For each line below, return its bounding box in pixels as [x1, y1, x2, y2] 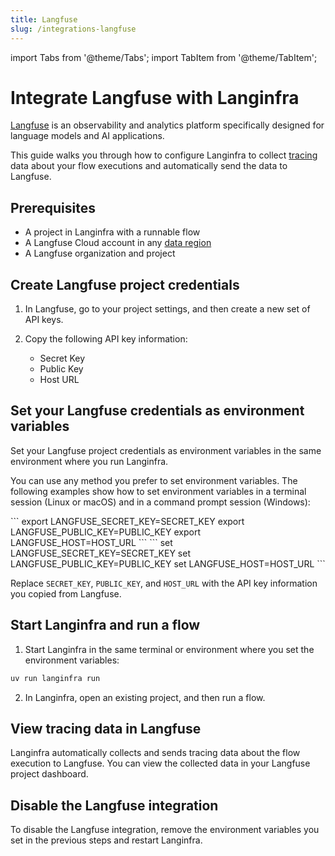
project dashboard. [10, 768, 89, 780]
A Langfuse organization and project [24, 247, 176, 260]
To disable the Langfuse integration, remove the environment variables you [10, 824, 320, 836]
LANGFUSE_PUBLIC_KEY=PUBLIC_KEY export [10, 526, 201, 538]
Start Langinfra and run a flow [10, 617, 201, 634]
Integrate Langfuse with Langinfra [10, 86, 300, 109]
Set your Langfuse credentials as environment [10, 402, 305, 420]
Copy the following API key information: [24, 333, 188, 345]
